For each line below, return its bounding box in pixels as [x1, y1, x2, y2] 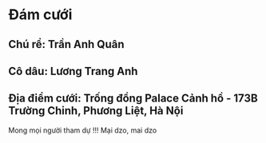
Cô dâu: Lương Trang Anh [8, 64, 138, 77]
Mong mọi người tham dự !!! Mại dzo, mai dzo [8, 125, 157, 135]
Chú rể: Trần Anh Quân [8, 38, 125, 51]
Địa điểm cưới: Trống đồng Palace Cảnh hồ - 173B [8, 92, 258, 105]
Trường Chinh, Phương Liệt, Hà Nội [8, 104, 184, 117]
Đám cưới [8, 6, 73, 24]
